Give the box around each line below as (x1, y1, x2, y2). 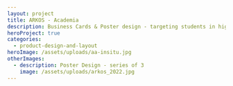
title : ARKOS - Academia (7, 17, 79, 24)
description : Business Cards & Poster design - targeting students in (7, 23, 216, 30)
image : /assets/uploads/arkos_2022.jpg (19, 68, 135, 75)
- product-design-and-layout (13, 42, 98, 49)
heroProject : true (7, 29, 60, 37)
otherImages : (7, 55, 45, 62)
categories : (7, 36, 42, 43)
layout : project (7, 10, 54, 17)
